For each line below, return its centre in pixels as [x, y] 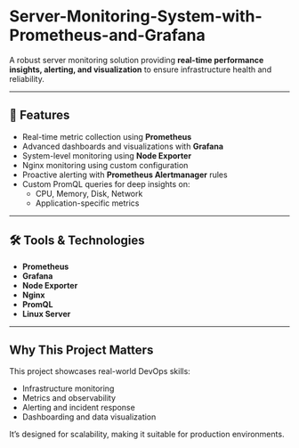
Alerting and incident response [78, 408]
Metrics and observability [69, 398]
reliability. [27, 78]
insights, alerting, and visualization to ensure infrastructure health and [141, 69]
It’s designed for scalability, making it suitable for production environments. [147, 435]
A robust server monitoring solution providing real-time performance [137, 60]
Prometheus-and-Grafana [108, 35]
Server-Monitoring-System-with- [136, 16]
